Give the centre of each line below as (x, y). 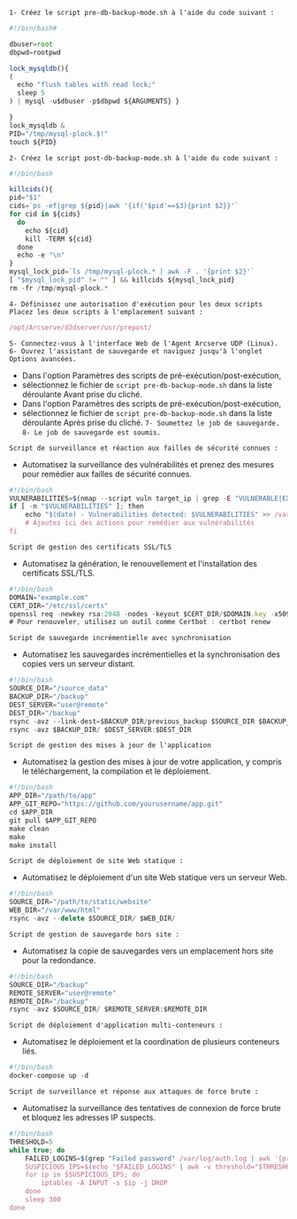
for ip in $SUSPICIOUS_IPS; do (83, 1175)
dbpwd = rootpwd (35, 52)
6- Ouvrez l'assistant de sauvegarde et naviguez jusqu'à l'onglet (136, 351)
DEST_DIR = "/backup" (45, 713)
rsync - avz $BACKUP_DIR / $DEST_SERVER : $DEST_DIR (100, 729)
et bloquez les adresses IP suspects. (89, 1117)
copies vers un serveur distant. (78, 664)
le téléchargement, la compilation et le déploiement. (116, 771)
